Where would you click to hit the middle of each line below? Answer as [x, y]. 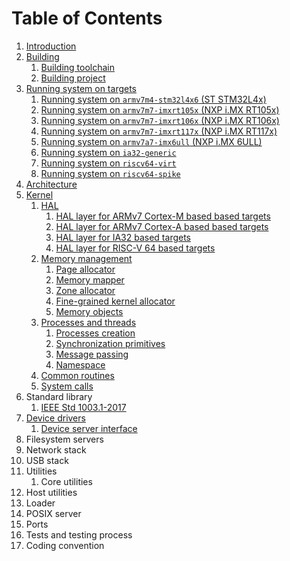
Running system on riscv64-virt [108, 163]
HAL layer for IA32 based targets [123, 237]
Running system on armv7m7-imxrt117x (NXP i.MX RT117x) [159, 131]
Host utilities [51, 492]
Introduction [51, 46]
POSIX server [53, 513]
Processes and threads [88, 322]
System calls [67, 386]
